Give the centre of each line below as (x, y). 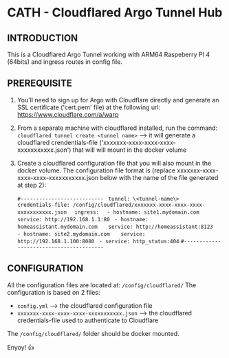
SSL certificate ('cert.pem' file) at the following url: (89, 107)
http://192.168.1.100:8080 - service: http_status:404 (98, 241)
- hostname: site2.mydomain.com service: (81, 234)
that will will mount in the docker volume (130, 150)
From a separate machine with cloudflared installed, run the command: (117, 128)
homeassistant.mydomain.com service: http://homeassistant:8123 (115, 227)
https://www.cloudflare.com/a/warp (68, 114)
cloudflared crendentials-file (57, 142)
